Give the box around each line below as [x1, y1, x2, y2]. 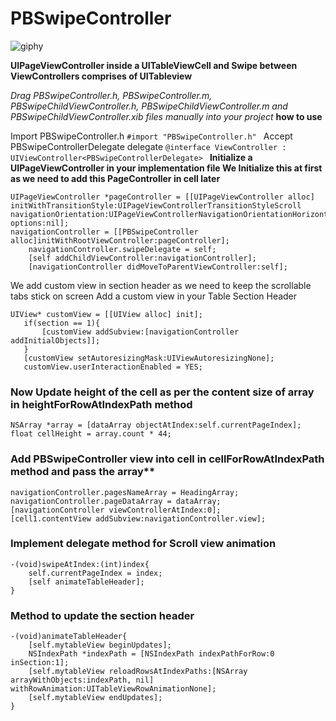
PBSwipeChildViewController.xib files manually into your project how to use [10, 110, 323, 122]
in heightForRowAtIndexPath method [10, 397, 193, 411]
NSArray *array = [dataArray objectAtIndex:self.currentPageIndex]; [10, 420, 302, 431]
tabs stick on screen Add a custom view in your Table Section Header [10, 290, 298, 302]
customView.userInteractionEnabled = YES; [23, 362, 203, 372]
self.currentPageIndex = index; [28, 568, 163, 578]
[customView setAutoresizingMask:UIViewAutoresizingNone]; [23, 353, 275, 363]
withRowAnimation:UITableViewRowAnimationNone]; [10, 684, 217, 694]
